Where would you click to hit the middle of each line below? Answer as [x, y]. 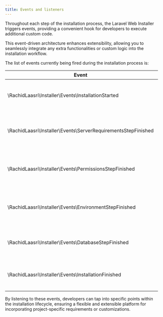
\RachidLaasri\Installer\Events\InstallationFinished [64, 274]
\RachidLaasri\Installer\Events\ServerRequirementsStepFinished [81, 130]
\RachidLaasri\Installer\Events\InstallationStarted [63, 95]
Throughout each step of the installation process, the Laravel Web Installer [80, 23]
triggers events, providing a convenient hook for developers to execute [76, 28]
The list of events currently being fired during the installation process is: [77, 63]
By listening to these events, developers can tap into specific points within [79, 299]
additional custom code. [29, 34]
